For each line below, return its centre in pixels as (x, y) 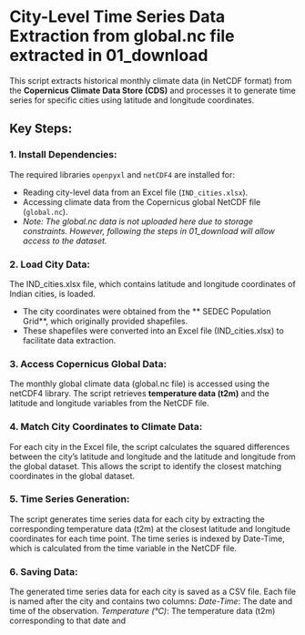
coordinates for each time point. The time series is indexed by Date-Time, (147, 538)
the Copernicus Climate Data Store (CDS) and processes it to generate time (152, 90)
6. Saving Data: (44, 571)
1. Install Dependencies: (63, 155)
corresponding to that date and (68, 620)
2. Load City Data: (50, 264)
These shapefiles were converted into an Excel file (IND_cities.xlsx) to (153, 331)
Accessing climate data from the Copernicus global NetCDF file (142, 201)
